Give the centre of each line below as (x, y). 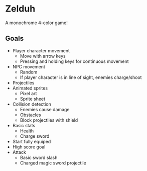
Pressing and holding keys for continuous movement (74, 61)
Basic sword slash (39, 157)
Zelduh (20, 9)
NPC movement (29, 66)
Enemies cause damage (45, 109)
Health (27, 131)
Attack (19, 152)
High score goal (29, 147)
